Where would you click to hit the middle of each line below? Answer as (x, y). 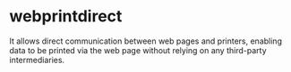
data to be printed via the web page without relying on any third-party (138, 50)
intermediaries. (37, 60)
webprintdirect (66, 16)
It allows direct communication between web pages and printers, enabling (145, 41)
